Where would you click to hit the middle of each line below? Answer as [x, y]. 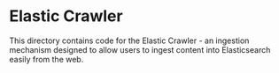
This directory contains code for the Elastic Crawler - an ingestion [129, 40]
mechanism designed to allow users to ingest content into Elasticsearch [140, 49]
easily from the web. [46, 59]
